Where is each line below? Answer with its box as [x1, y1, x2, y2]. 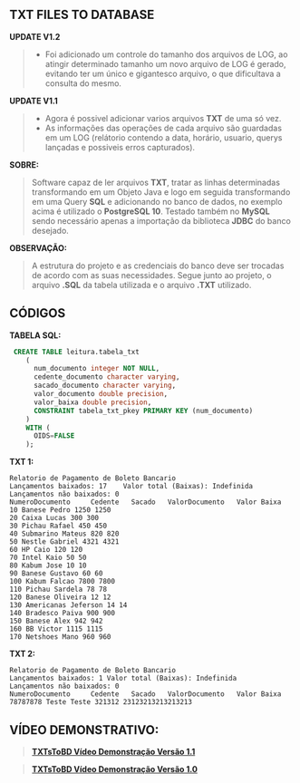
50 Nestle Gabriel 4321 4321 [9, 537, 120, 546]
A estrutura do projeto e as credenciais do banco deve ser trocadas [31, 260, 285, 271]
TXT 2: [9, 648, 36, 660]
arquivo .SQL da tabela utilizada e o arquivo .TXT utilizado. [31, 279, 252, 290]
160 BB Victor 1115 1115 [9, 624, 103, 633]
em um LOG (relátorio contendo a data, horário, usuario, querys [44, 131, 283, 143]
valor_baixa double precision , [33, 398, 152, 407]
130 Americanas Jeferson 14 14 [9, 601, 128, 610]
